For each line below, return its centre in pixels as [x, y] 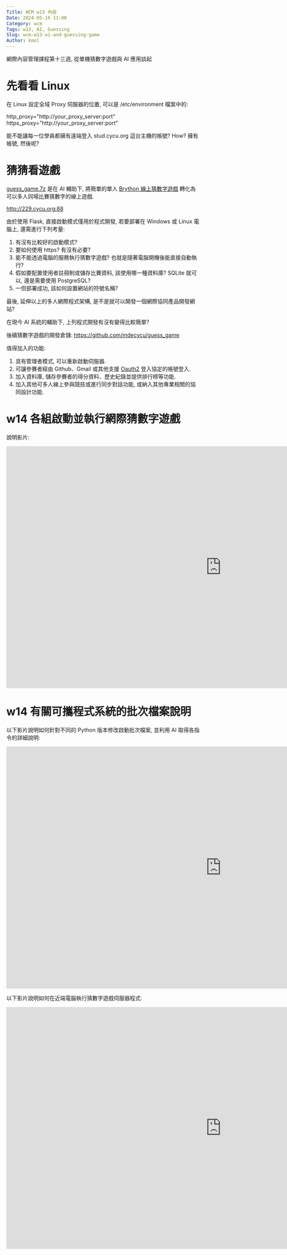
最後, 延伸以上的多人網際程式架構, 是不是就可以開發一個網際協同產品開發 [98, 301]
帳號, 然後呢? [23, 143]
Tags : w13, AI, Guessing [38, 29]
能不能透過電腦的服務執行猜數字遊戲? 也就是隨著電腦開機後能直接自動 [103, 257]
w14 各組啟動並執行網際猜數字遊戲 [94, 419]
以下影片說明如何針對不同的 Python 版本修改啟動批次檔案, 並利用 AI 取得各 [100, 730]
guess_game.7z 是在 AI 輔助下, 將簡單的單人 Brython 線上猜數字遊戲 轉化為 [101, 189]
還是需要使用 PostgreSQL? [57, 280]
